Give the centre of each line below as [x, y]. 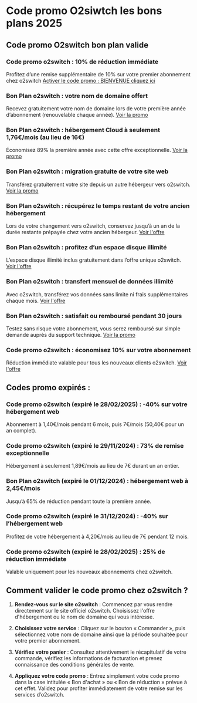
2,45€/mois [23, 488]
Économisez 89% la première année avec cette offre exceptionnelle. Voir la [97, 150]
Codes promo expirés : [48, 388]
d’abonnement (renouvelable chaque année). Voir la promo [77, 115]
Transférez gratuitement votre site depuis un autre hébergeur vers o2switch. [98, 184]
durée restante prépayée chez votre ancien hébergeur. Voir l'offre [85, 232]
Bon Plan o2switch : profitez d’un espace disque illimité [86, 247]
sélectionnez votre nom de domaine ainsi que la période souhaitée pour [101, 634]
